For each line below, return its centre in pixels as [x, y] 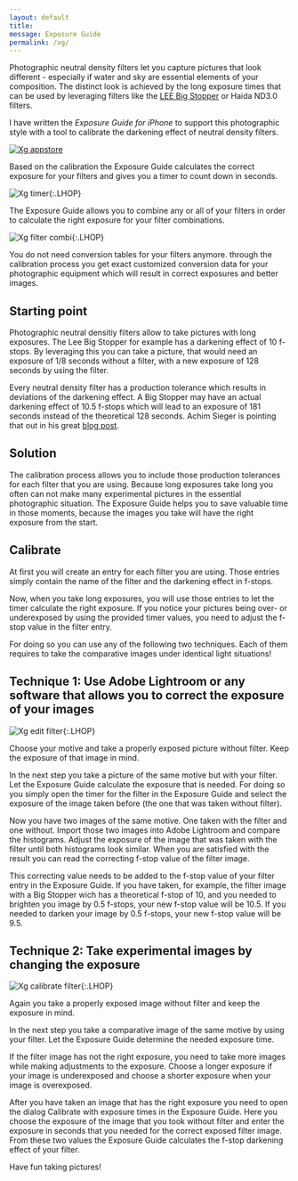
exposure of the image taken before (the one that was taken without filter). [146, 803]
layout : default [39, 17]
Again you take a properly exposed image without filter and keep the [135, 1004]
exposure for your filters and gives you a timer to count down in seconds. [144, 176]
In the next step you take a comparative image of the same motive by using [147, 1030]
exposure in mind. [42, 1013]
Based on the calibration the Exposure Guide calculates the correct [132, 167]
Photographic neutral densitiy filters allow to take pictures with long [133, 333]
